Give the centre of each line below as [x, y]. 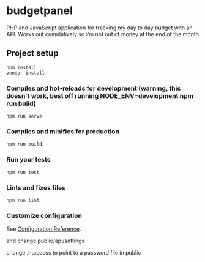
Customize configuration [44, 215]
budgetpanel [40, 11]
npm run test [23, 172]
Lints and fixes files [36, 187]
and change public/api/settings [46, 241]
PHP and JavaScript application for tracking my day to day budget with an [99, 28]
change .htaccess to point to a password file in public [74, 253]
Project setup [33, 54]
